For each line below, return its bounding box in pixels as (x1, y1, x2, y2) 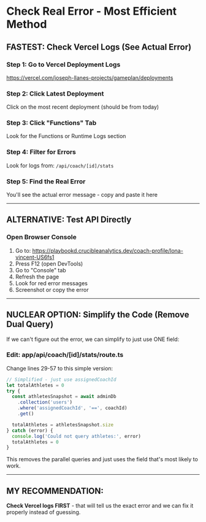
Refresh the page (15, 273, 59, 280)
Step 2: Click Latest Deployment (6, 89, 104, 98)
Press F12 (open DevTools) (15, 259, 83, 267)
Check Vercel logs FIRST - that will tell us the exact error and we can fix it (6, 502, 194, 510)
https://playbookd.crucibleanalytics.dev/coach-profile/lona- (32, 247, 184, 254)
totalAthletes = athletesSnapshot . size (12, 421, 114, 428)
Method (6, 17, 47, 31)
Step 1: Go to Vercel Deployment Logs (6, 60, 121, 69)
